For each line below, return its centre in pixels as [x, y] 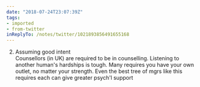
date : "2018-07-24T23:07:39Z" [45, 12]
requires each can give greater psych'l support [74, 78]
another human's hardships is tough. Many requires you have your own [104, 65]
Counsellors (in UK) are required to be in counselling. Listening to [97, 58]
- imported [20, 23]
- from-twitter [26, 29]
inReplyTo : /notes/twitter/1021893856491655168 [68, 35]
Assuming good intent [43, 52]
